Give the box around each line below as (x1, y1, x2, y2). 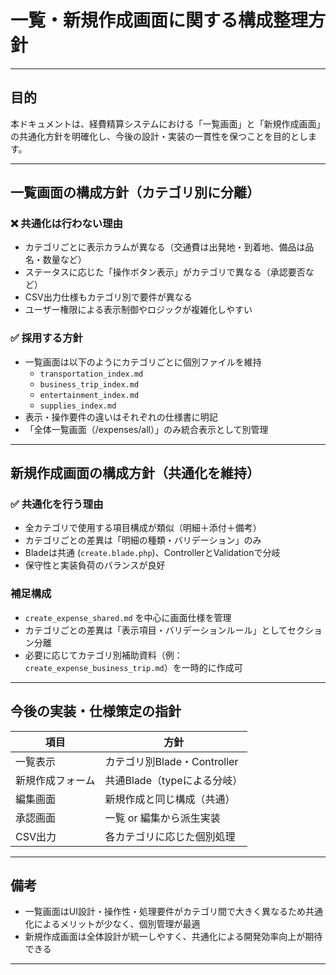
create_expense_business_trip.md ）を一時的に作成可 (24, 661, 243, 673)
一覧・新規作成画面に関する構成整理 (10, 9, 309, 32)
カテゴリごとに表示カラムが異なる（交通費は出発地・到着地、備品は (24, 241, 306, 253)
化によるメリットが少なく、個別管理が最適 (24, 918, 201, 930)
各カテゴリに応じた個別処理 (104, 829, 236, 843)
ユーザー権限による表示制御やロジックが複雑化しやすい (24, 304, 253, 316)
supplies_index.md (39, 401, 117, 411)
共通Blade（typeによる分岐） (104, 773, 243, 787)
